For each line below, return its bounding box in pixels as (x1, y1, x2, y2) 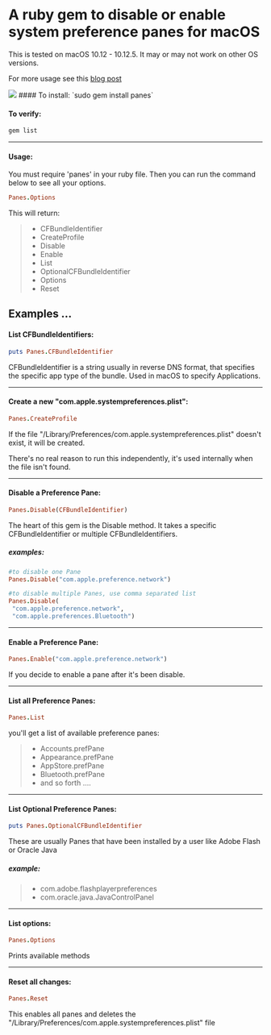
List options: (8, 918, 52, 928)
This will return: (8, 208, 60, 218)
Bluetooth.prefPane (40, 770, 105, 779)
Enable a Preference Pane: (8, 637, 99, 646)
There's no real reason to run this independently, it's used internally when (8, 453, 253, 463)
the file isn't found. (8, 462, 71, 472)
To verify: (8, 109, 42, 118)
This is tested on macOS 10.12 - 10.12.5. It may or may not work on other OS (8, 49, 259, 59)
